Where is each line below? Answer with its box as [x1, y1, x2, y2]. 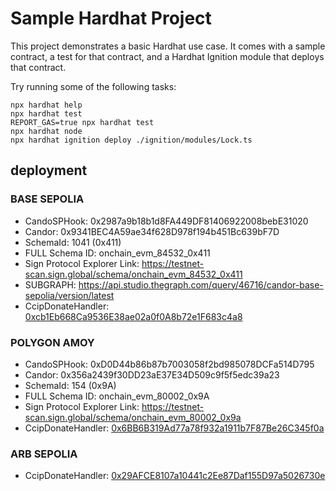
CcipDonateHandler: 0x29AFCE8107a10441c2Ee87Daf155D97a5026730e [24, 470, 326, 482]
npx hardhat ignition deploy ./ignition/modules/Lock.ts [10, 135, 253, 145]
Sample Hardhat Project [10, 7, 212, 30]
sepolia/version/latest [24, 289, 115, 301]
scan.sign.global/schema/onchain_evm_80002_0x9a [24, 411, 242, 423]
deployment [10, 162, 88, 179]
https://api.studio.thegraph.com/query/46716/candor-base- [78, 278, 324, 291]
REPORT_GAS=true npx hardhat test [10, 117, 155, 127]
